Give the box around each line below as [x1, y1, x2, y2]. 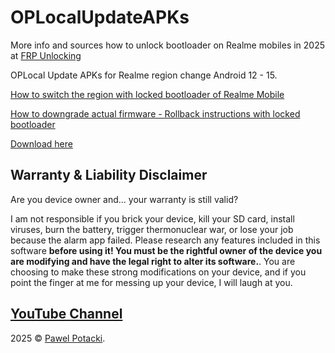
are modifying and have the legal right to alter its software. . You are [10, 255, 296, 267]
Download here [10, 137, 73, 150]
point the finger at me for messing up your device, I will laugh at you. [10, 276, 293, 288]
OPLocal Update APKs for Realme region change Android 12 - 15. [10, 69, 278, 81]
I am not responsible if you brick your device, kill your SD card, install [10, 212, 295, 225]
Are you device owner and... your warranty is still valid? [10, 193, 239, 205]
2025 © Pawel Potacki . [10, 332, 106, 344]
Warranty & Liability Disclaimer [10, 167, 208, 184]
